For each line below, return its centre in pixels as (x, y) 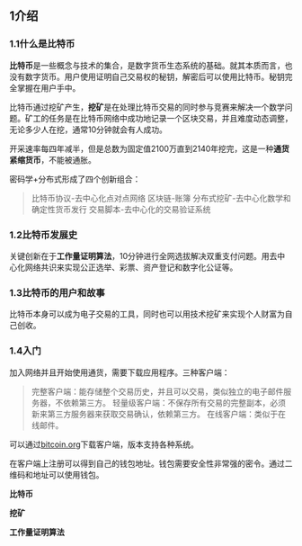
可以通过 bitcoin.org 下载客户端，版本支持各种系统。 (104, 444)
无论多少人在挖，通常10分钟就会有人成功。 (89, 130)
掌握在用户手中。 (49, 87)
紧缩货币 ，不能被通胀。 (53, 159)
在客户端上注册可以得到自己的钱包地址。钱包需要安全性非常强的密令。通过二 (151, 463)
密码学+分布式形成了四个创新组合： (75, 179)
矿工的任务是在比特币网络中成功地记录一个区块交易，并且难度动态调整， (159, 118)
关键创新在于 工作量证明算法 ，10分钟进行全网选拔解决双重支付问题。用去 (143, 255)
